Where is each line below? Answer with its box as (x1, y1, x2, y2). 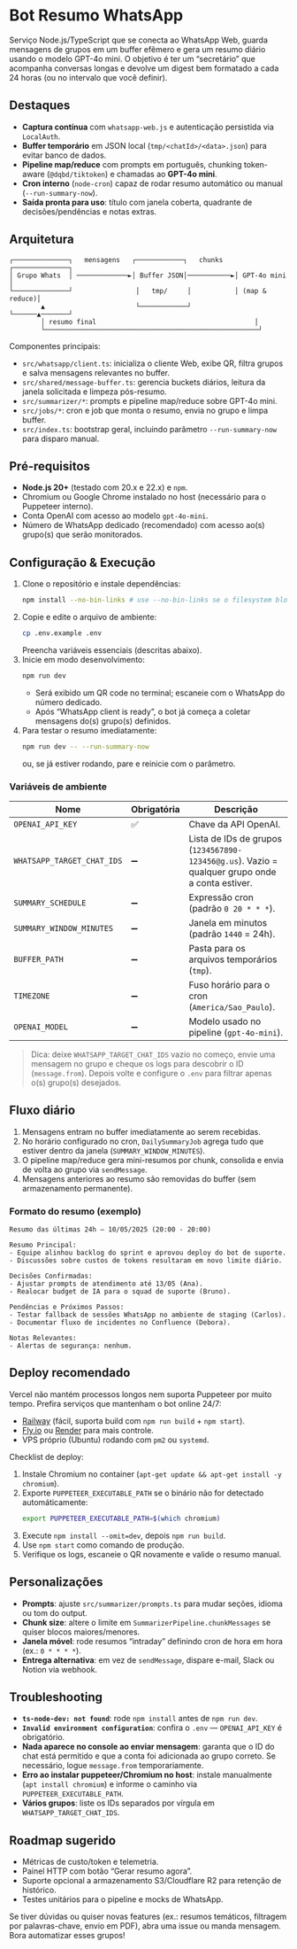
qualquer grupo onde (188, 866, 277, 878)
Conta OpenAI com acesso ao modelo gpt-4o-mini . (21, 510, 209, 521)
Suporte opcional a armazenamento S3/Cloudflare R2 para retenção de (21, 1875, 282, 1886)
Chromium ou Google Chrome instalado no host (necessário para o (21, 492, 267, 502)
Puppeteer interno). (21, 501, 94, 512)
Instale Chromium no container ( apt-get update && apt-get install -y (21, 1468, 282, 1479)
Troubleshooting (9, 1689, 103, 1704)
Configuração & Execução (9, 555, 156, 570)
